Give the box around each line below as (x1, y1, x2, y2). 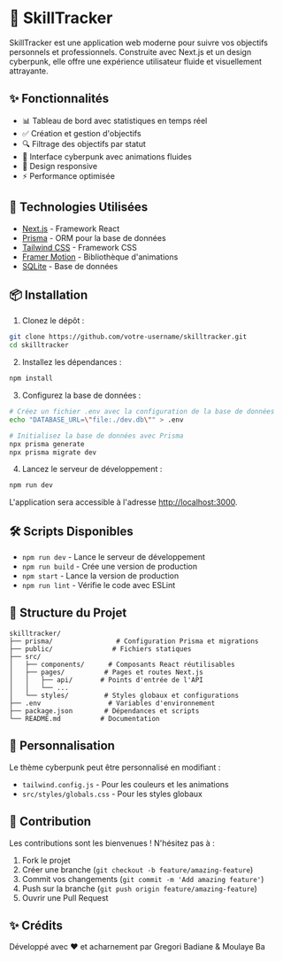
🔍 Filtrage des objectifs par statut (21, 138, 146, 149)
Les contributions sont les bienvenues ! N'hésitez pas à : (9, 837, 215, 849)
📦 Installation (9, 287, 88, 302)
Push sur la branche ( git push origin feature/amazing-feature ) (21, 883, 258, 894)
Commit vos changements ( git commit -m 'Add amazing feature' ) (21, 873, 264, 884)
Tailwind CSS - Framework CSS (21, 242, 137, 252)
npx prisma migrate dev (9, 447, 97, 457)
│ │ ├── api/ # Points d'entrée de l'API (9, 675, 203, 685)
